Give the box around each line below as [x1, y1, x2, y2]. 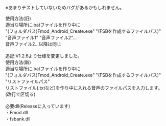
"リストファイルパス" [5, 78, 50, 85]
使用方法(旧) [5, 15, 32, 22]
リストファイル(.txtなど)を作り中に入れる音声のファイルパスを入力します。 [5, 85, 162, 91]
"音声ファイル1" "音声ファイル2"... [5, 35, 77, 40]
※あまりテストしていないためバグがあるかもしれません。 [5, 5, 125, 10]
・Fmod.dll [5, 110, 28, 115]
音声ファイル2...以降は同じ [5, 41, 61, 47]
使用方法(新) [5, 59, 32, 65]
